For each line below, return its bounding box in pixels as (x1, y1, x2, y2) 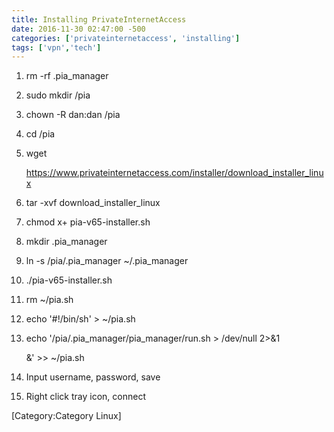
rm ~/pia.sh (25, 294, 74, 306)
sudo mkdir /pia (25, 89, 91, 101)
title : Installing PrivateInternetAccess (11, 14, 187, 25)
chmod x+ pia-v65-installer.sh (25, 216, 151, 228)
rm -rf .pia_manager (25, 70, 109, 82)
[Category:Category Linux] (11, 410, 122, 422)
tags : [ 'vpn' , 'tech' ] (11, 42, 102, 53)
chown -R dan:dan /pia (25, 109, 121, 121)
